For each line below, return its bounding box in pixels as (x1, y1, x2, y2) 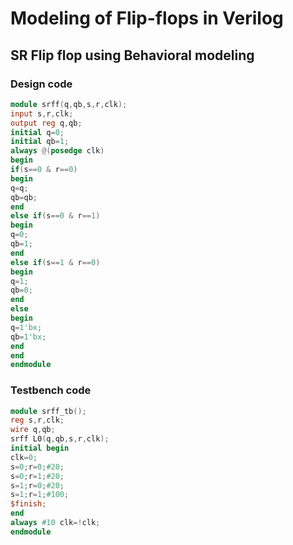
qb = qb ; (10, 192, 38, 202)
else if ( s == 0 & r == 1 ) (10, 211, 101, 221)
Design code (10, 77, 73, 91)
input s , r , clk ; (10, 108, 74, 119)
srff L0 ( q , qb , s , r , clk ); (10, 434, 110, 444)
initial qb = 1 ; (10, 137, 70, 147)
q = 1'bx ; (10, 322, 43, 332)
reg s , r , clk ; (10, 415, 65, 426)
